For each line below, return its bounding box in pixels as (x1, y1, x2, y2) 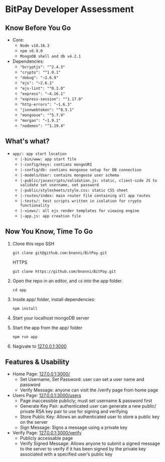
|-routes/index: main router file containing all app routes (20, 193, 150, 198)
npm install (12, 306, 38, 311)
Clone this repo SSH (12, 241, 55, 247)
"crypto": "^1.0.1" (20, 70, 61, 75)
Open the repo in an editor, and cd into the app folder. (12, 278, 123, 284)
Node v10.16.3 (20, 43, 50, 48)
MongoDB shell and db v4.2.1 (20, 54, 81, 59)
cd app (12, 287, 27, 292)
